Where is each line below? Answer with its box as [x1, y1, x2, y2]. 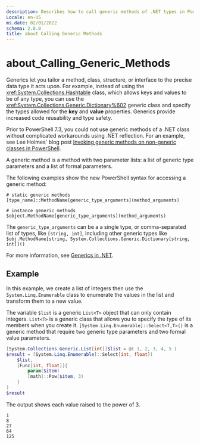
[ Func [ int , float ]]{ [17, 362, 68, 368]
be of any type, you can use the [6, 95, 85, 103]
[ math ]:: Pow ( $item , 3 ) [27, 374, 84, 380]
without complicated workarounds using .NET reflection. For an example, [6, 132, 186, 139]
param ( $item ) [27, 368, 60, 374]
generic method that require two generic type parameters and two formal [6, 328, 186, 335]
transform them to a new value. [6, 297, 83, 305]
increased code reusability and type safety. [6, 114, 112, 122]
